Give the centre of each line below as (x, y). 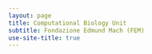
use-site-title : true (44, 38)
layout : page (30, 15)
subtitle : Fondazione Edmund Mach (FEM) (77, 30)
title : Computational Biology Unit (68, 23)
